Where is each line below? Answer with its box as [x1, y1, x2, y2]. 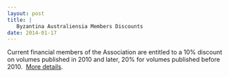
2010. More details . [7, 63, 63, 71]
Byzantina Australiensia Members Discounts [16, 23, 143, 30]
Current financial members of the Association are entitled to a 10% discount [7, 48, 223, 56]
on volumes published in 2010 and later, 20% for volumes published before [7, 56, 221, 64]
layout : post [7, 10, 45, 17]
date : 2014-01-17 [7, 29, 57, 36]
